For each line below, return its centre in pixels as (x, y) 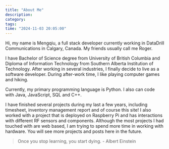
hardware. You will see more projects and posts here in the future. (74, 131)
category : (16, 19)
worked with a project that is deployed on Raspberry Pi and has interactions (84, 115)
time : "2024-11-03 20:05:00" (36, 29)
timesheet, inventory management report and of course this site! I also (78, 110)
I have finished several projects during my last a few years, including (76, 105)
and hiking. (17, 80)
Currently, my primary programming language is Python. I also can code (80, 89)
